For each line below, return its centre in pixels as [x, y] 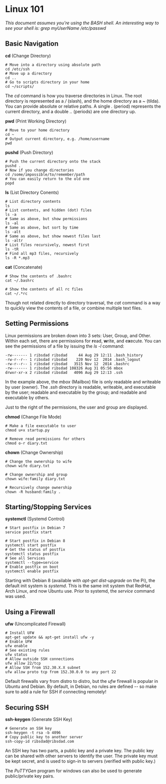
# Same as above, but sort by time [42, 227]
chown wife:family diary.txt [35, 479]
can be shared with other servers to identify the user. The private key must [81, 756]
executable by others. [27, 397]
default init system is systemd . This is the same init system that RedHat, [78, 586]
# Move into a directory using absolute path [53, 65]
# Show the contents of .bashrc [38, 276]
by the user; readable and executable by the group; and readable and [76, 392]
